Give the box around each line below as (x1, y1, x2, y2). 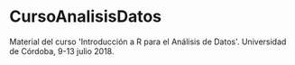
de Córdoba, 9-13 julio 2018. (9, 45, 115, 56)
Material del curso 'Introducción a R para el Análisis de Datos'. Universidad (9, 36, 287, 47)
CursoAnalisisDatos (9, 6, 162, 27)
